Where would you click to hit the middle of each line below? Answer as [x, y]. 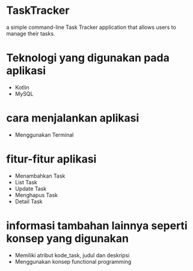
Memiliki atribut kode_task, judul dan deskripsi [72, 255]
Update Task [31, 188]
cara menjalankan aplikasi [73, 118]
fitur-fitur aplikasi [51, 159]
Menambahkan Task [40, 176]
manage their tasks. [31, 33]
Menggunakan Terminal [44, 135]
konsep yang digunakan [68, 238]
